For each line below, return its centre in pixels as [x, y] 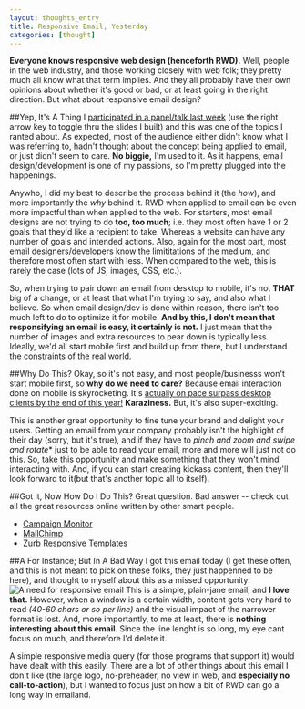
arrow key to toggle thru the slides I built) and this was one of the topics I [146, 127]
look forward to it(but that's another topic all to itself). [110, 479]
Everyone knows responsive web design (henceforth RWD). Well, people [149, 61]
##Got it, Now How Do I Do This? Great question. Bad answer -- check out [149, 496]
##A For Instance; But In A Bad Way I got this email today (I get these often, [151, 561]
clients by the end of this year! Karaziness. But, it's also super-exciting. [144, 403]
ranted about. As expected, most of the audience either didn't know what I [149, 137]
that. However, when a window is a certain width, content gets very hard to [151, 600]
